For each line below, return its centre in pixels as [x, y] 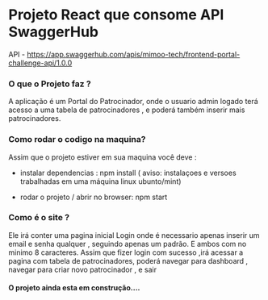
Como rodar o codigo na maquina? [77, 140]
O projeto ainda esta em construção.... [74, 288]
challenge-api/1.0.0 [40, 63]
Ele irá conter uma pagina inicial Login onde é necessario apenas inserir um [134, 235]
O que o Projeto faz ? [50, 84]
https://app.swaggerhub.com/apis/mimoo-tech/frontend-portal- [134, 54]
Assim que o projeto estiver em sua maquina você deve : [103, 157]
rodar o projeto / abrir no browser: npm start [94, 197]
